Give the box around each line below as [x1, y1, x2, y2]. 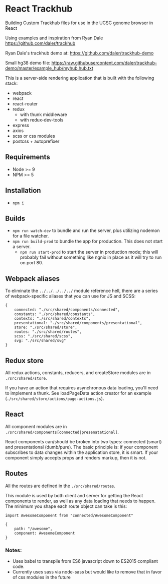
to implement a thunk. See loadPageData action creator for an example [5, 390, 152, 396]
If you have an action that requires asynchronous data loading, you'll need [5, 385, 158, 391]
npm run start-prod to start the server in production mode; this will [20, 249, 158, 255]
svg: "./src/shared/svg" [14, 338, 66, 343]
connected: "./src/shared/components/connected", [14, 307, 120, 313]
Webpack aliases [5, 274, 60, 283]
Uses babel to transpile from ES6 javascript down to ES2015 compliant [12, 558, 158, 564]
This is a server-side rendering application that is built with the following [5, 75, 154, 81]
